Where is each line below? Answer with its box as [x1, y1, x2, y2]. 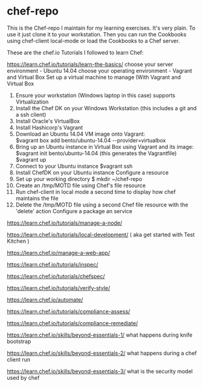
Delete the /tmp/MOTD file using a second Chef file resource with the [15, 201, 188, 208]
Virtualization [15, 98, 49, 105]
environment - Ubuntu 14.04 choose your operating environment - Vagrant [7, 67, 193, 74]
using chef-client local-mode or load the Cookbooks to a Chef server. [7, 37, 180, 44]
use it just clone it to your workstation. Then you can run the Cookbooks [7, 30, 187, 38]
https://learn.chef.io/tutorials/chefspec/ [7, 273, 105, 280]
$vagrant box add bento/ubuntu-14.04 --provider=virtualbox [15, 136, 166, 144]
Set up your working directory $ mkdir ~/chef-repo [15, 175, 143, 182]
